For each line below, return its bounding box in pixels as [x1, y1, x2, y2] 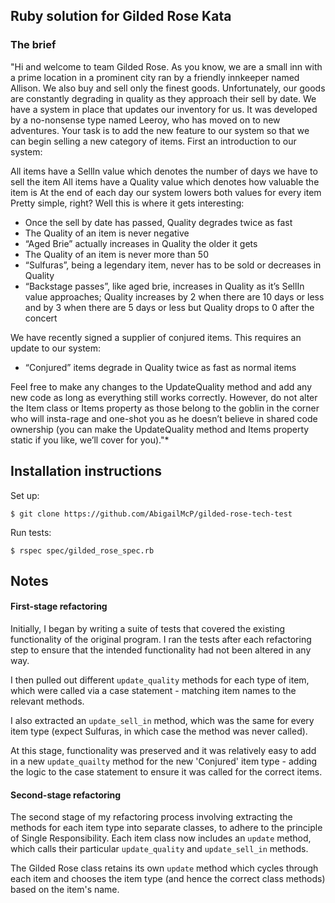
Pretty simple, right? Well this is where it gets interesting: [10, 197, 245, 209]
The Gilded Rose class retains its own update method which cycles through [10, 862, 319, 874]
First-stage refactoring [10, 600, 108, 613]
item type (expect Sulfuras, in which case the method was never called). [10, 725, 308, 738]
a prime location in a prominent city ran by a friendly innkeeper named [10, 71, 300, 83]
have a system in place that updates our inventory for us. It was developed [10, 103, 318, 115]
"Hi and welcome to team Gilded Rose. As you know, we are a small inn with [10, 60, 323, 73]
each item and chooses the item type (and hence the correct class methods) [10, 873, 326, 885]
